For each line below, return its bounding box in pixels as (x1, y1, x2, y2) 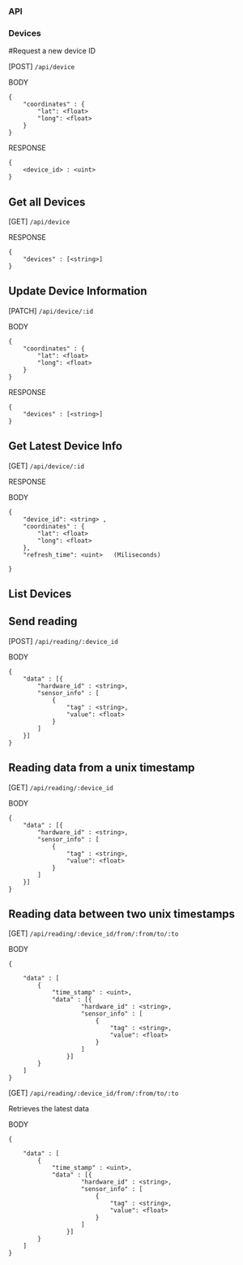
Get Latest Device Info (8, 439, 123, 453)
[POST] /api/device (8, 62, 75, 72)
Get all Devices (8, 195, 86, 209)
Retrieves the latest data (8, 1104, 89, 1114)
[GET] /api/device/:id (8, 461, 85, 471)
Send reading (8, 615, 78, 628)
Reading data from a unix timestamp (8, 761, 195, 775)
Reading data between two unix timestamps (8, 907, 236, 921)
